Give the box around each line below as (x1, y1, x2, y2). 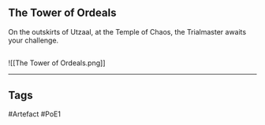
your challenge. (8, 35, 59, 45)
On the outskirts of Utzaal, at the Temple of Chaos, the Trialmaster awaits (8, 27, 247, 36)
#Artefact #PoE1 (8, 109, 62, 119)
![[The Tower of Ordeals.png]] (8, 58, 106, 68)
